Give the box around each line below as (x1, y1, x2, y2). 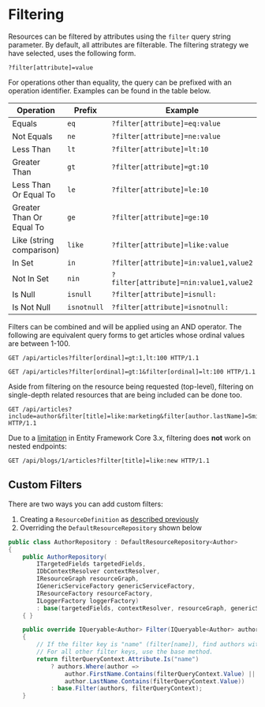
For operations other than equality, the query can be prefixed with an (8, 77, 233, 87)
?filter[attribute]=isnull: (111, 290, 217, 299)
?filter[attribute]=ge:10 (111, 212, 209, 222)
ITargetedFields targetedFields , (36, 560, 147, 568)
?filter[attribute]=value (8, 63, 93, 72)
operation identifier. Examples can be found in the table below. (8, 85, 211, 96)
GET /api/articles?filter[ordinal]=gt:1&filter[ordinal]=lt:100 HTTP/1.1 (8, 367, 256, 376)
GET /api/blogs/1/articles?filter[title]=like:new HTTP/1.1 (8, 457, 211, 464)
